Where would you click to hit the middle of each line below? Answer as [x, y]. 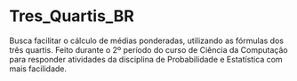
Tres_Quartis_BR [72, 16]
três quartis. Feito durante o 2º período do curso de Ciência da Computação [148, 49]
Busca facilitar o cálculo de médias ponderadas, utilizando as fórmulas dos [147, 40]
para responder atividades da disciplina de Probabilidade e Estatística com [146, 59]
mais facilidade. [38, 69]
